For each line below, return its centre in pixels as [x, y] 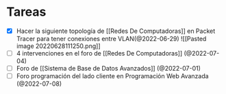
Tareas [26, 12]
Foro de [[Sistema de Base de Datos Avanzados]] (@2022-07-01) [109, 69]
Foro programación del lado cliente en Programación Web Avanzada [113, 76]
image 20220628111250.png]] [58, 46]
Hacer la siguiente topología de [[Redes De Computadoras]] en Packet [116, 31]
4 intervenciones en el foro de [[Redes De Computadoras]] [99, 53]
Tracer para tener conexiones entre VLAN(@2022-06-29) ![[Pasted [111, 39]
